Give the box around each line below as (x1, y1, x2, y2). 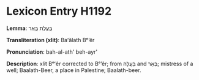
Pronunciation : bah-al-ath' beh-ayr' (6, 48, 98, 56)
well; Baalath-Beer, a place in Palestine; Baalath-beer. (6, 66, 141, 74)
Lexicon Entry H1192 (6, 4, 112, 18)
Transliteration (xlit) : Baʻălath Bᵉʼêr (6, 36, 95, 43)
